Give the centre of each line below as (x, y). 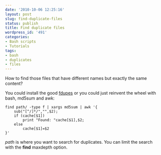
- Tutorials (17, 46)
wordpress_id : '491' (26, 32)
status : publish (22, 23)
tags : (11, 51)
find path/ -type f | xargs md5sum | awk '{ (51, 107)
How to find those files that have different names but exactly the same (76, 78)
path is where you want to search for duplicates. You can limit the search (79, 142)
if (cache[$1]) (29, 116)
